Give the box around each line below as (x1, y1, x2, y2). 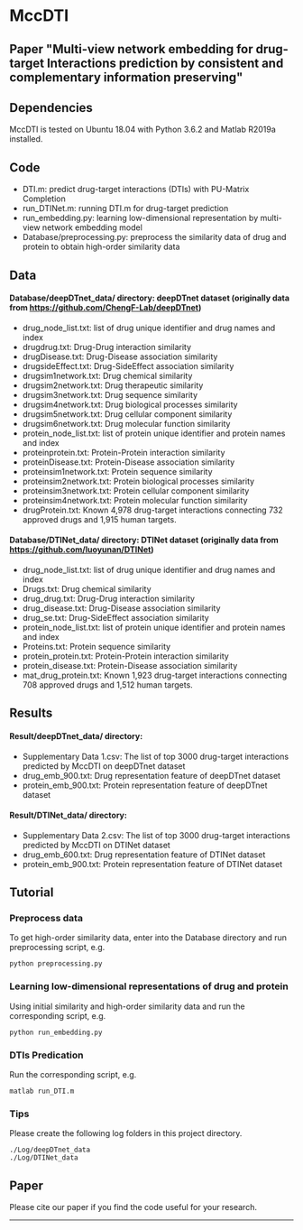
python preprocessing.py (9, 959, 103, 968)
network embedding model (41, 222, 142, 233)
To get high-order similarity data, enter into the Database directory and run (9, 932, 287, 943)
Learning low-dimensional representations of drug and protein (9, 980, 289, 993)
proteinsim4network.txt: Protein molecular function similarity (22, 495, 248, 505)
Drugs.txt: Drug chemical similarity (22, 584, 151, 594)
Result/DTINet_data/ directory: (9, 809, 128, 821)
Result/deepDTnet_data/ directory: (9, 730, 143, 741)
